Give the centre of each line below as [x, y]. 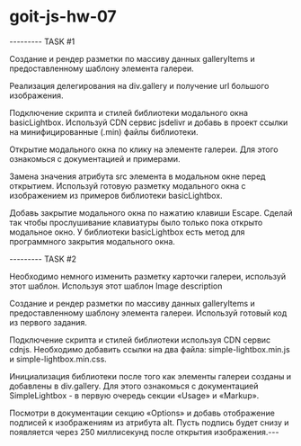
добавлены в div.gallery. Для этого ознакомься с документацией [134, 386]
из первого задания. [49, 322]
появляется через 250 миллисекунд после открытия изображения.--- [144, 432]
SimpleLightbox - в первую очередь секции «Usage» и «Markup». [134, 395]
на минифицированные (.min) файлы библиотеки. [104, 131]
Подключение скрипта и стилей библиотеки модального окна [129, 112]
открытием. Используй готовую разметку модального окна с [128, 185]
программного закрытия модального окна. [92, 241]
